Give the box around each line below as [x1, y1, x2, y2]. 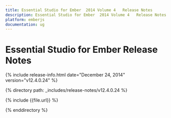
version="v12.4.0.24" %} [5, 77, 58, 84]
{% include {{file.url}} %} [5, 97, 59, 103]
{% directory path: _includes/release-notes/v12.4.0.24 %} [5, 87, 128, 93]
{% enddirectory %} [5, 107, 48, 113]
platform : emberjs [5, 17, 45, 22]
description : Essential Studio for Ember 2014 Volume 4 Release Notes [5, 12, 167, 17]
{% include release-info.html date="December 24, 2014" [5, 72, 125, 78]
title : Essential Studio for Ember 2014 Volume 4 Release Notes [5, 7, 153, 13]
